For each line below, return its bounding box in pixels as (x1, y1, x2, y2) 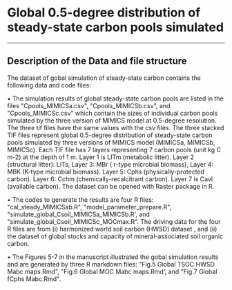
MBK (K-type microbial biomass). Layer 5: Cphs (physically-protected (7, 167, 205, 176)
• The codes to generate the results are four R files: (7, 195, 154, 204)
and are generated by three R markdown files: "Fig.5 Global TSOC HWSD (7, 260, 215, 268)
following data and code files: (7, 81, 91, 89)
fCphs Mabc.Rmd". (7, 274, 61, 283)
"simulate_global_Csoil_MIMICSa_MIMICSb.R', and (7, 210, 150, 218)
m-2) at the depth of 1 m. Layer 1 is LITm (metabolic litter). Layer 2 (7, 153, 195, 161)
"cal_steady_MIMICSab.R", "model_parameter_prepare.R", (7, 203, 172, 211)
